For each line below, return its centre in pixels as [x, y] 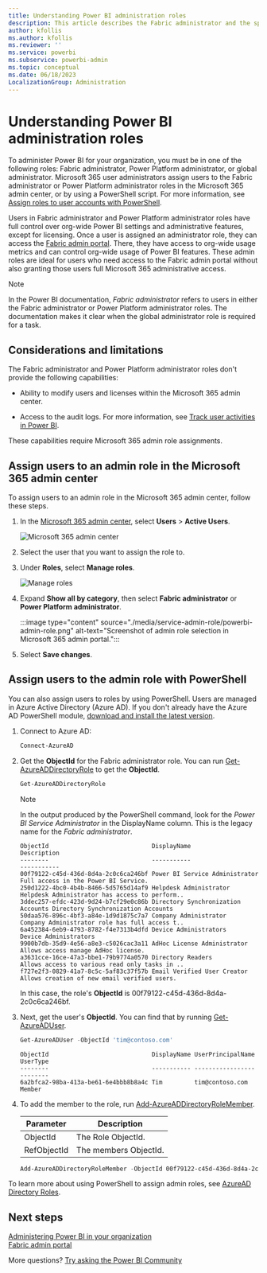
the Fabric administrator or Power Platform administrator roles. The [118, 308]
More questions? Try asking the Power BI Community [95, 1260]
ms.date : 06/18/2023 [43, 75]
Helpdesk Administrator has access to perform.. [102, 895]
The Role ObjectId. [110, 1137]
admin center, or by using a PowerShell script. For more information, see [127, 194]
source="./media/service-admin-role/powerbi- [176, 622]
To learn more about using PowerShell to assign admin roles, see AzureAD [130, 1184]
